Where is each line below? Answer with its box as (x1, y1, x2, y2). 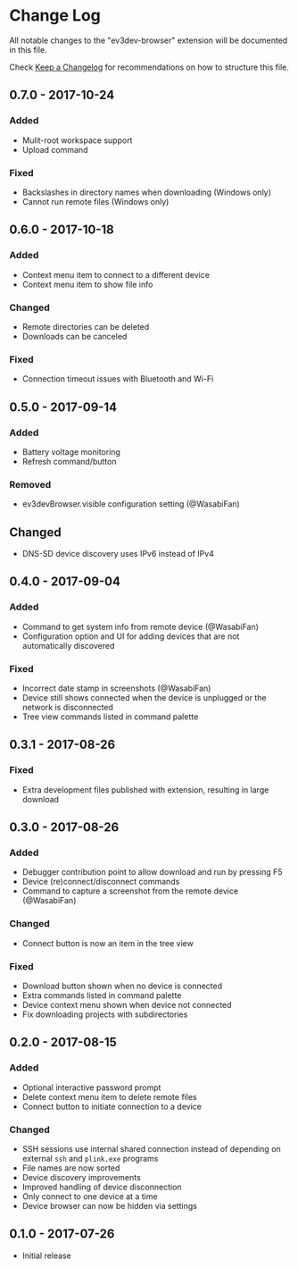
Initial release (21, 1250, 71, 1261)
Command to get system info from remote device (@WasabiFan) (21, 621, 259, 632)
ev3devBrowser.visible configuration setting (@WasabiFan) (21, 499, 241, 509)
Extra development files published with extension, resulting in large (21, 784, 269, 795)
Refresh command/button (21, 456, 117, 466)
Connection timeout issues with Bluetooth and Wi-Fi (21, 374, 214, 384)
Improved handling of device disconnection (21, 1181, 182, 1192)
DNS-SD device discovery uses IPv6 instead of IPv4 (21, 549, 214, 558)
